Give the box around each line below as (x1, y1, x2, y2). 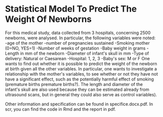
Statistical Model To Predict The (5, 3, 137, 15)
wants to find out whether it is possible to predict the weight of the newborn (5, 61, 157, 67)
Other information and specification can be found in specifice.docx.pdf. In (5, 101, 153, 107)
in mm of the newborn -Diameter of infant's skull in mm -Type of (20, 50, 149, 56)
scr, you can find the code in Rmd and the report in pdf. (5, 106, 116, 112)
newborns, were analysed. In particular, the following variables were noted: (5, 35, 156, 41)
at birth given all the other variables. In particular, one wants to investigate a (5, 66, 157, 71)
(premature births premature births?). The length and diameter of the (5, 81, 143, 87)
